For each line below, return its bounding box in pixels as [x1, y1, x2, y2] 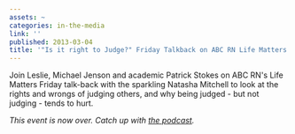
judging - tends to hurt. [9, 98, 94, 108]
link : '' [9, 29, 42, 38]
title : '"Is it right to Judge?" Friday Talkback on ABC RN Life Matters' [9, 46, 291, 55]
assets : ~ [9, 12, 46, 22]
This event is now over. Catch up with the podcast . [9, 115, 195, 126]
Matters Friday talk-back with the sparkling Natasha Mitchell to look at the [9, 79, 279, 90]
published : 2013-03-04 [9, 37, 93, 47]
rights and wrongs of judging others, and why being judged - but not [9, 89, 260, 100]
